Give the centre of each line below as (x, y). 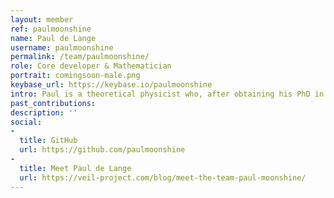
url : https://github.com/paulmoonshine (102, 150)
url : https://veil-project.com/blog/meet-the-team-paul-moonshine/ (163, 177)
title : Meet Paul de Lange (75, 168)
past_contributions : (53, 103)
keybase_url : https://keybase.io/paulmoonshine (111, 85)
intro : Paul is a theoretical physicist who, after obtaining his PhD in (167, 94)
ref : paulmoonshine (51, 29)
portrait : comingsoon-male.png (75, 76)
